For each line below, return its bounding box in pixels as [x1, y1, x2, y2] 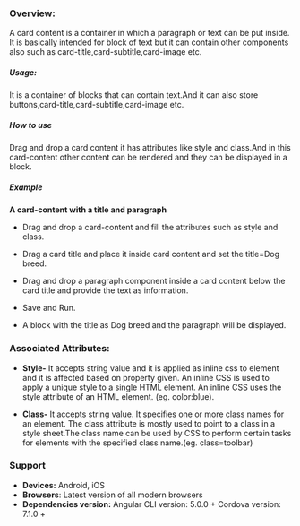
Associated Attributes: [9, 342, 110, 355]
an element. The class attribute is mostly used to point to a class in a [21, 418, 276, 428]
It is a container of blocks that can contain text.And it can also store [9, 90, 259, 100]
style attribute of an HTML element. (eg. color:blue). [21, 391, 215, 401]
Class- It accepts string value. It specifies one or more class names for [21, 409, 285, 419]
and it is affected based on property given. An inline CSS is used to [21, 372, 270, 383]
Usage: [9, 66, 38, 78]
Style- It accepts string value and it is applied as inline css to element [21, 362, 279, 374]
